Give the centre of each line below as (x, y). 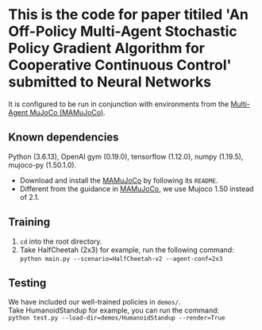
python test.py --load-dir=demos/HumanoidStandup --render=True (117, 318)
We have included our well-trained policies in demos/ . (94, 302)
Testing (27, 283)
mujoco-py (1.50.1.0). (42, 165)
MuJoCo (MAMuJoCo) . (67, 112)
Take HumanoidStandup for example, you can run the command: (114, 310)
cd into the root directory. (61, 241)
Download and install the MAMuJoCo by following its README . (119, 180)
